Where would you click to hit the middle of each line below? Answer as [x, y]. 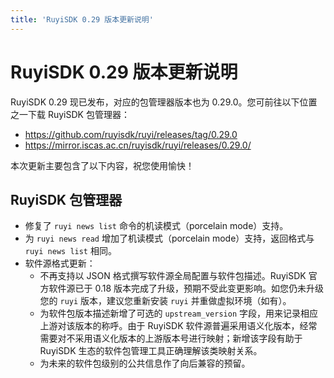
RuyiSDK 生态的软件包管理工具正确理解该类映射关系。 [151, 351]
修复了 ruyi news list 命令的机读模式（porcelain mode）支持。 [156, 226]
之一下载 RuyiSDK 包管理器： [70, 114]
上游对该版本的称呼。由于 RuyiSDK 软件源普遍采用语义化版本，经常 [178, 326]
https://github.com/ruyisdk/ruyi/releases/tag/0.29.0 [131, 134]
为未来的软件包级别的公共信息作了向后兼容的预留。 [145, 363]
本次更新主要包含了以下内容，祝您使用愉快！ [102, 165]
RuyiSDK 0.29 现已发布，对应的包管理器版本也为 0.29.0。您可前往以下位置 [164, 102]
